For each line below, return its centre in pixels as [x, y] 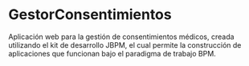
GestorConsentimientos [90, 15]
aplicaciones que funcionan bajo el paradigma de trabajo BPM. [112, 53]
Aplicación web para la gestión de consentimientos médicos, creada [121, 37]
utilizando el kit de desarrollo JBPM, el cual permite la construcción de [125, 45]
